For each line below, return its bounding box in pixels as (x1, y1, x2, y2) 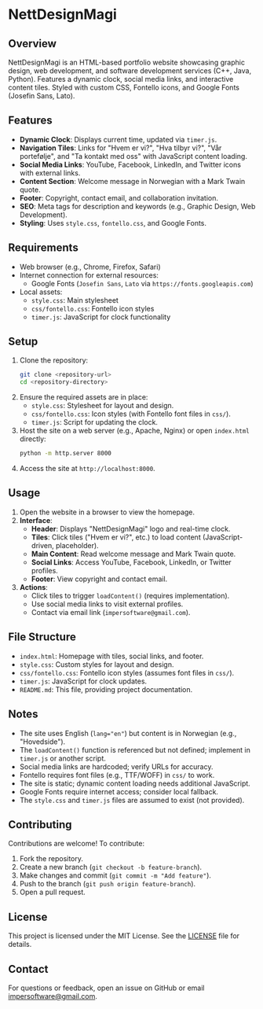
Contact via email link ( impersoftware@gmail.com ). (31, 607, 191, 617)
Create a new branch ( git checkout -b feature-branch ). (19, 863, 203, 872)
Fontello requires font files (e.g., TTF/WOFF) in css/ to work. (19, 770, 215, 779)
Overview (8, 37, 57, 50)
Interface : (19, 515, 53, 525)
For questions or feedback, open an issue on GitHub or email (8, 983, 206, 992)
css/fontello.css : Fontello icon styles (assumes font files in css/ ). (19, 668, 235, 677)
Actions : (19, 582, 49, 591)
